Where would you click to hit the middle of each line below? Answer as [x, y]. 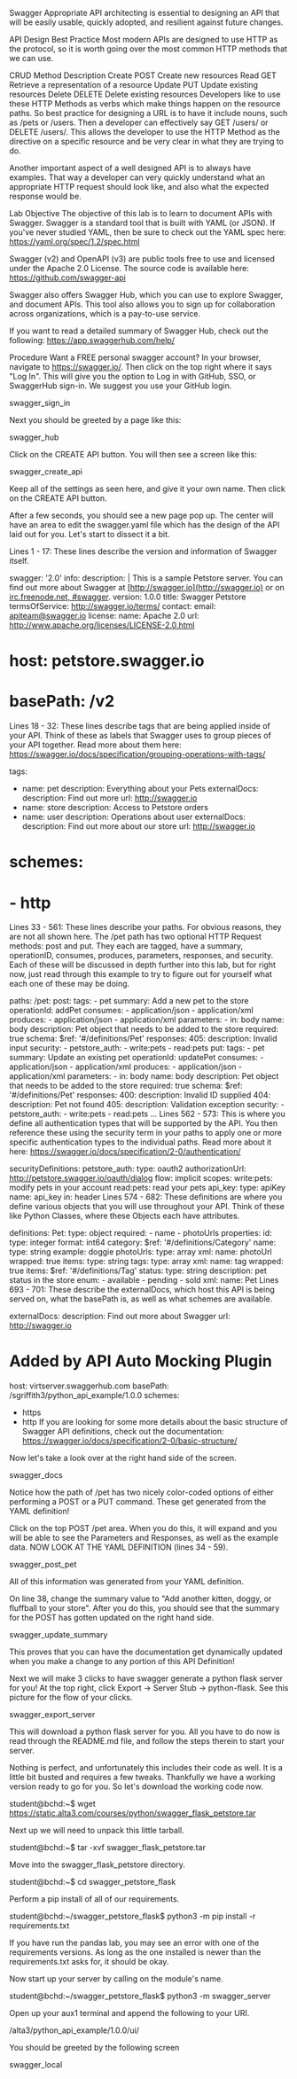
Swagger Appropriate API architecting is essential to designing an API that [145, 13]
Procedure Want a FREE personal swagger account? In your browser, [135, 357]
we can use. [31, 58]
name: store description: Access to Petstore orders [115, 808]
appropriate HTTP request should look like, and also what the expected [139, 187]
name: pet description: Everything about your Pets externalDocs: [140, 789]
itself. [19, 561]
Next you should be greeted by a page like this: [95, 420]
